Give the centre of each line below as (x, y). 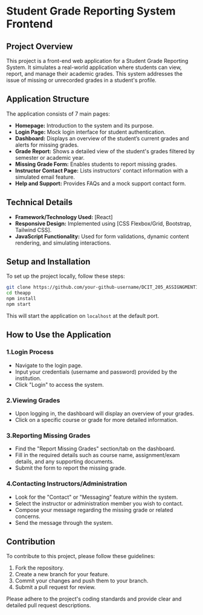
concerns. (27, 516)
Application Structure (48, 99)
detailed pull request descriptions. (49, 605)
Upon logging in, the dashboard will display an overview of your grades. (105, 413)
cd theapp (19, 293)
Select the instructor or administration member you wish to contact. (99, 503)
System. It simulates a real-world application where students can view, (94, 67)
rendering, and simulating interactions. (63, 243)
